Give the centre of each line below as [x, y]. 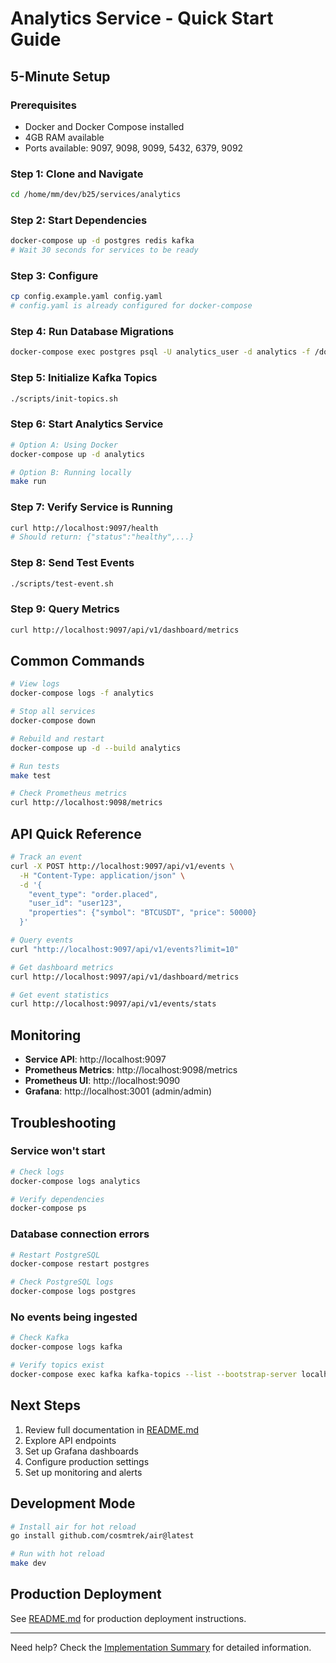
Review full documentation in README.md [111, 1429]
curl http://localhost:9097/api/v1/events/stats [113, 1004]
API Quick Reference [76, 833]
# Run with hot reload [57, 1554]
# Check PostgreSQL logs [62, 1282]
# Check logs [37, 1172]
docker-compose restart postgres [80, 1264]
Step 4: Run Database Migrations [92, 332]
